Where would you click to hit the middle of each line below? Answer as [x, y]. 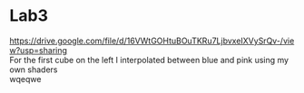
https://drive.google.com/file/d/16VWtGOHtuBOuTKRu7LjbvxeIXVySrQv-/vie [152, 41]
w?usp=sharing [39, 50]
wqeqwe [25, 79]
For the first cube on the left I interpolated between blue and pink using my [149, 60]
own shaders [34, 70]
